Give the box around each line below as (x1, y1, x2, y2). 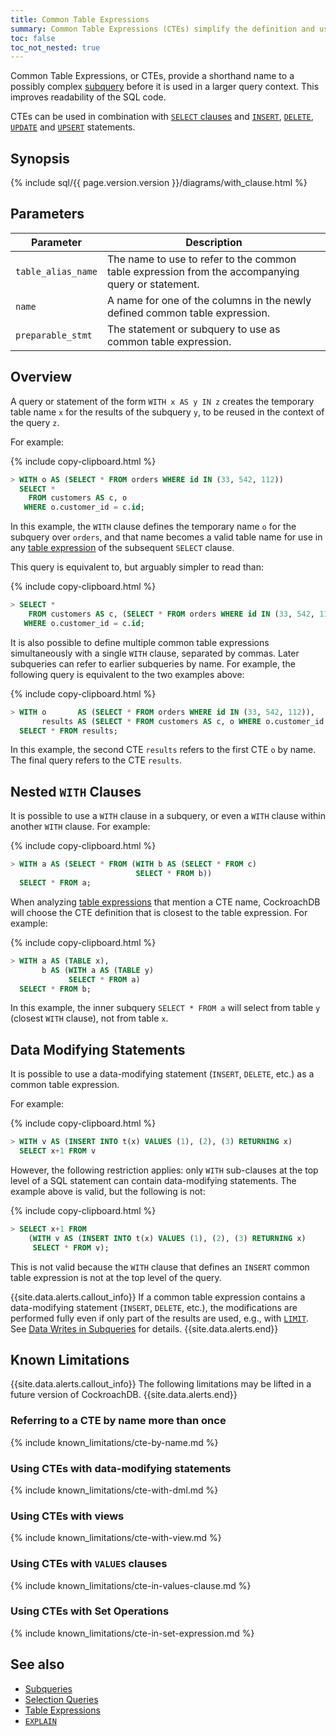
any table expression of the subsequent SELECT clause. (10, 542, 235, 554)
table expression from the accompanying (106, 264, 300, 278)
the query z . (10, 416, 60, 428)
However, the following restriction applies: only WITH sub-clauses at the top (10, 1164, 319, 1176)
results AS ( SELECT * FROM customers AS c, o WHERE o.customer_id (41, 716, 325, 726)
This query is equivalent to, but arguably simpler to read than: (10, 561, 264, 573)
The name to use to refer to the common (106, 252, 297, 266)
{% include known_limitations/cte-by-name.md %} (10, 1436, 219, 1448)
